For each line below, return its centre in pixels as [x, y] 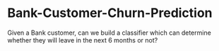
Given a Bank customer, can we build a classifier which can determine [109, 33]
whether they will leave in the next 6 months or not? [83, 40]
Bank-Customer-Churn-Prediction [110, 13]
